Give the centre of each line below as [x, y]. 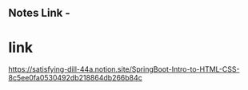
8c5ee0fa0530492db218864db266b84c [75, 78]
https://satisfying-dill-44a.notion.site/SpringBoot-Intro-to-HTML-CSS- [124, 69]
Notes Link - [39, 13]
